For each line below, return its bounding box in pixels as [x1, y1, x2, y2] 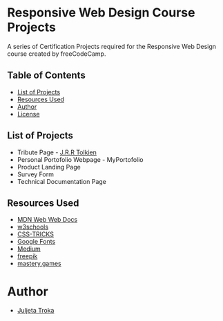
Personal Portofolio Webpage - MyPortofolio [17, 155, 144, 163]
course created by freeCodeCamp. [7, 50, 106, 58]
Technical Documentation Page [17, 177, 107, 185]
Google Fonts [17, 238, 56, 246]
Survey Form [17, 170, 54, 178]
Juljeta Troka [17, 307, 55, 315]
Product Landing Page [17, 163, 81, 171]
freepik [17, 252, 38, 260]
